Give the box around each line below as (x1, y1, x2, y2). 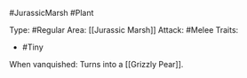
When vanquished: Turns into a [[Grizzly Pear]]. (9, 59, 184, 69)
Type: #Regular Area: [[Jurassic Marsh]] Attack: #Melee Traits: (9, 25, 239, 35)
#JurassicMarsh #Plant (9, 8, 94, 18)
